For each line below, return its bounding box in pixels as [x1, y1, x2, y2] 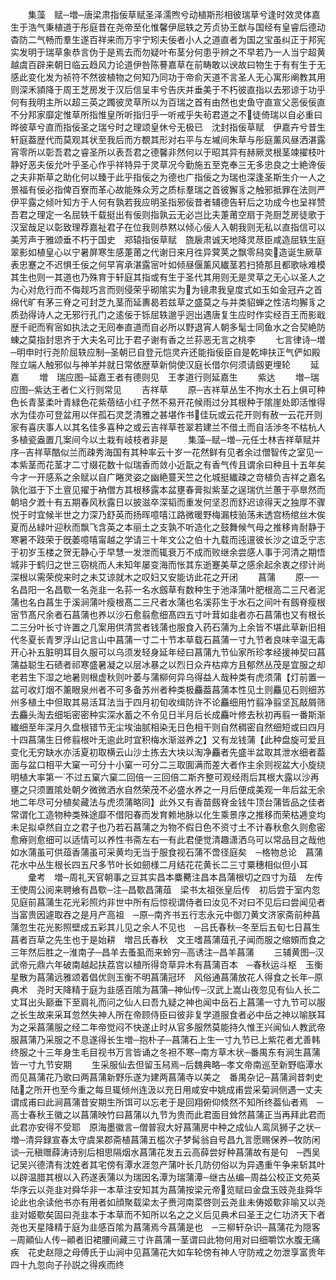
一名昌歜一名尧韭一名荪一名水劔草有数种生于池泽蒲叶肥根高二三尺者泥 [36, 584, 326, 595]
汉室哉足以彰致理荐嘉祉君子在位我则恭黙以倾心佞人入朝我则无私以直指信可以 [10, 221, 326, 233]
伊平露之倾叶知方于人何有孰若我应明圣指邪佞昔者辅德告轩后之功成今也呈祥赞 [10, 196, 326, 208]
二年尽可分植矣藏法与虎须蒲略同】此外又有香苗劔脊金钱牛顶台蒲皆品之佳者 [18, 796, 326, 808]
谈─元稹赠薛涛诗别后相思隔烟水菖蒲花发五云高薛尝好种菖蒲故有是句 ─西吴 [10, 1146, 321, 1158]
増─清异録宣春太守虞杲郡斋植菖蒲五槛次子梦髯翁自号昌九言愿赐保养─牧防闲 [10, 1134, 321, 1145]
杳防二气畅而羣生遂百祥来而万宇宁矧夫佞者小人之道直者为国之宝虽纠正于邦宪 [10, 34, 326, 45]
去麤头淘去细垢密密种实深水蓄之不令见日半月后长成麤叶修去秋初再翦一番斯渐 [10, 709, 326, 720]
